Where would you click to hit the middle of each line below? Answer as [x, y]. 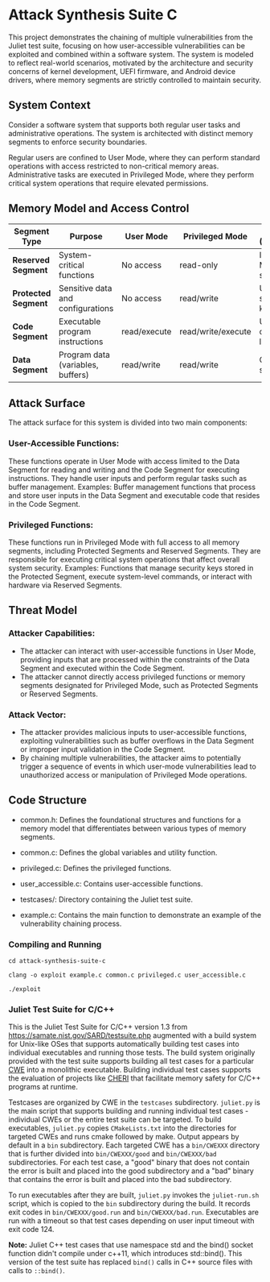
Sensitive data [86, 288]
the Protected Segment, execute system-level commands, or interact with [130, 576]
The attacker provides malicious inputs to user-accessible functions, [133, 732]
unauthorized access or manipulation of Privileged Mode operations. [133, 774]
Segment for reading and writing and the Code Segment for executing [124, 470]
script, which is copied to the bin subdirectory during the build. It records [129, 1204]
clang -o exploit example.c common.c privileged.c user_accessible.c [127, 975]
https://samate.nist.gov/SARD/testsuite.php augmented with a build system [133, 1035]
